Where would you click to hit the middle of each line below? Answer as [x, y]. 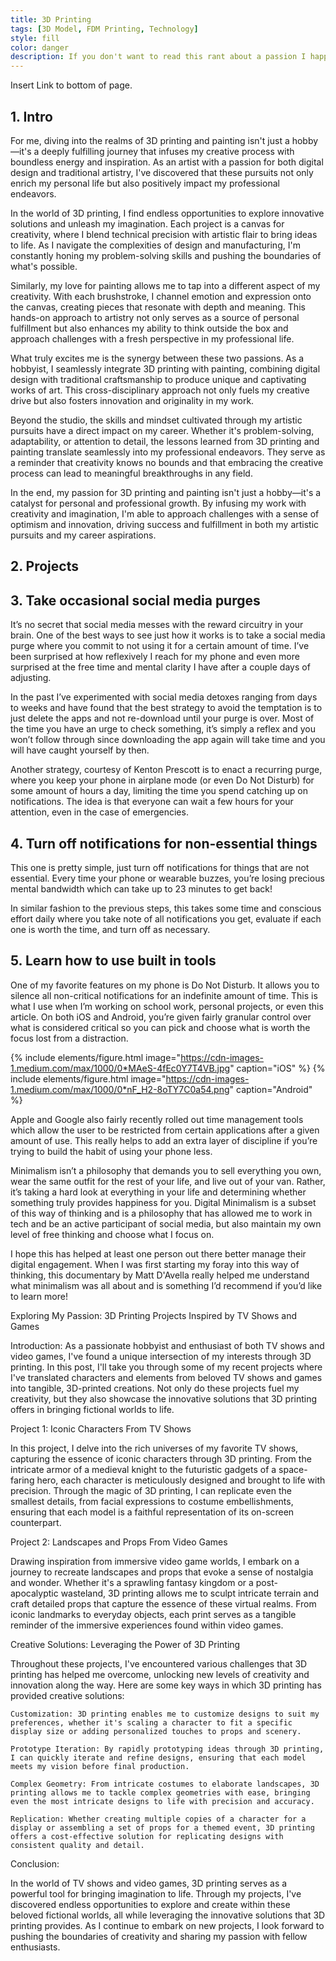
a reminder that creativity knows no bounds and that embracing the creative [167, 462]
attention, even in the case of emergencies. [99, 812]
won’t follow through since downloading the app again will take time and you [168, 740]
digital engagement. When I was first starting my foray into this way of [155, 1264]
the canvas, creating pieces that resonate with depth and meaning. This [158, 307]
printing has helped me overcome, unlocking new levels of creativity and [160, 1674]
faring [22, 1480]
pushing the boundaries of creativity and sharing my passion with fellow [159, 1936]
